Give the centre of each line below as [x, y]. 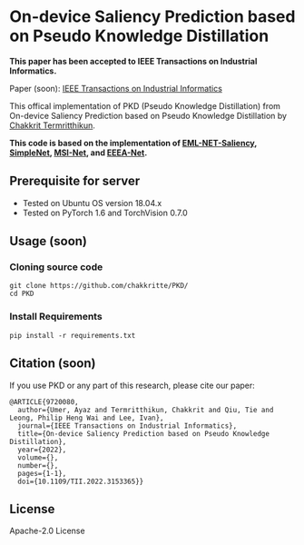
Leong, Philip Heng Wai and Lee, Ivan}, [87, 418]
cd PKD [22, 294]
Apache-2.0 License [47, 531]
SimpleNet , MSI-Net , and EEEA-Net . [78, 153]
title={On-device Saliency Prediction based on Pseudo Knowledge [144, 433]
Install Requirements [56, 317]
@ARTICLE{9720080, [44, 401]
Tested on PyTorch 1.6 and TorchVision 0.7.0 [105, 213]
